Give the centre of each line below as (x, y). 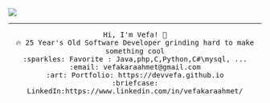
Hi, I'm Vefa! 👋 (135, 35)
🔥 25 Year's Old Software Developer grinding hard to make (135, 43)
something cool (135, 51)
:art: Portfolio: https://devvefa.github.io (135, 75)
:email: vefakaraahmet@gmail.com (135, 67)
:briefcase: (135, 83)
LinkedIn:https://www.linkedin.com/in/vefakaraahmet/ (135, 91)
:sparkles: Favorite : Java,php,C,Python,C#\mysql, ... (135, 59)
